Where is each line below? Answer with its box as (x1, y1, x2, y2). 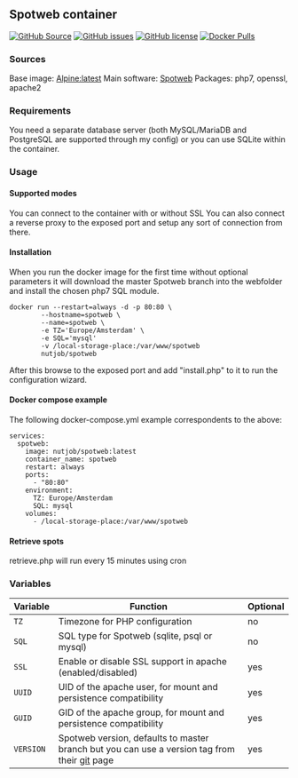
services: (9, 431, 46, 441)
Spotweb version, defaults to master (58, 732, 209, 744)
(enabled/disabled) (58, 666, 138, 679)
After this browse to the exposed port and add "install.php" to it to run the (9, 364, 278, 376)
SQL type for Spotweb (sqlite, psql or (58, 630, 213, 642)
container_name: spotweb (25, 455, 117, 464)
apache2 (9, 83, 42, 93)
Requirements (9, 105, 72, 117)
